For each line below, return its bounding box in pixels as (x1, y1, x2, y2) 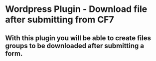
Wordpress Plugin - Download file (5, 3, 148, 15)
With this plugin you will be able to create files (5, 34, 151, 42)
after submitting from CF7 (5, 14, 115, 25)
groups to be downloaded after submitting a (5, 41, 145, 50)
